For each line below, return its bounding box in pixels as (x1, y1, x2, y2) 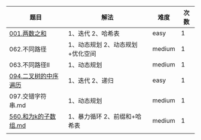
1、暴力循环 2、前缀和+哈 (68, 112, 142, 120)
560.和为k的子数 (9, 112, 56, 120)
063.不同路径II (9, 61, 50, 69)
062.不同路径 (9, 45, 47, 53)
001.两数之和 (9, 29, 47, 38)
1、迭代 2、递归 (68, 77, 114, 84)
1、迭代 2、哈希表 (68, 29, 120, 38)
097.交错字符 (9, 92, 47, 101)
